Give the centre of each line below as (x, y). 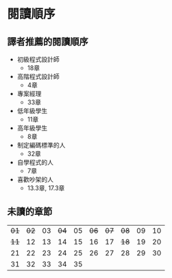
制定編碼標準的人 (41, 145)
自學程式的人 (35, 162)
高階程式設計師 (38, 77)
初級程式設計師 (38, 59)
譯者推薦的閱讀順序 (48, 42)
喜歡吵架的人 (35, 179)
